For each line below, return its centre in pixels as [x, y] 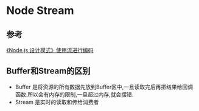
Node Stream [40, 11]
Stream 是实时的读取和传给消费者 [57, 102]
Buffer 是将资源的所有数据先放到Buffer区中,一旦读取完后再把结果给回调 [104, 87]
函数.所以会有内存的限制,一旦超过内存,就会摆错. [74, 94]
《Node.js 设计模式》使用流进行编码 [50, 50]
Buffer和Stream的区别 [48, 71]
